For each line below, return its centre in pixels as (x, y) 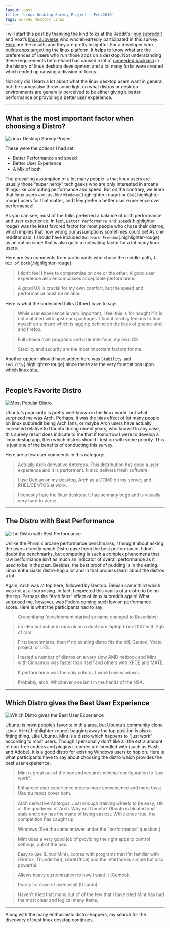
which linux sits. (22, 370)
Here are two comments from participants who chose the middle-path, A (80, 258)
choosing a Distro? (35, 126)
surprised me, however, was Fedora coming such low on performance (78, 602)
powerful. (28, 865)
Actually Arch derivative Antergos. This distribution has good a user (88, 465)
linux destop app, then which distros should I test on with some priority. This (85, 439)
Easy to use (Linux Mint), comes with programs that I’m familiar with (88, 854)
